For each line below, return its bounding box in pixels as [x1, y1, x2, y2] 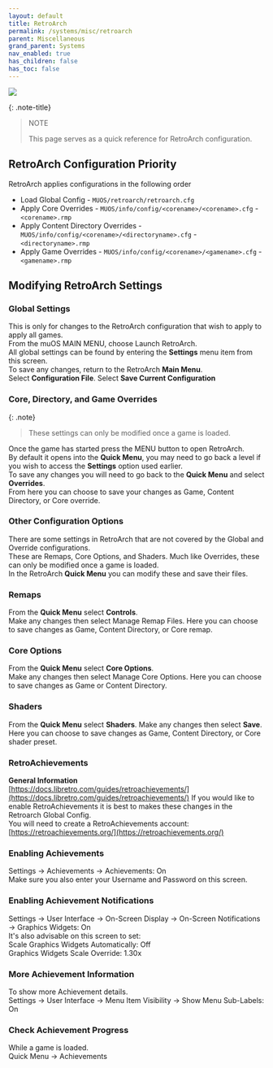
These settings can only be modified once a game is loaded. [28, 428, 231, 437]
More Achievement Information [8, 968, 135, 979]
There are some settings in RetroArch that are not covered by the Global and [8, 534, 264, 544]
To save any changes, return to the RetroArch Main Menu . [8, 365, 203, 375]
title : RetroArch [8, 20, 67, 28]
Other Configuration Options [8, 515, 124, 527]
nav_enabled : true [8, 50, 71, 58]
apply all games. [8, 330, 63, 340]
